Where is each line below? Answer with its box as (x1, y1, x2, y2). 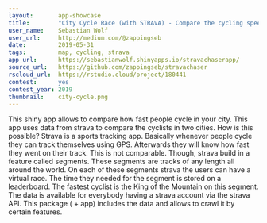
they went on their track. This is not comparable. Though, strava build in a (8, 148, 250, 158)
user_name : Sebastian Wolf (8, 26, 109, 34)
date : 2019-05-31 (8, 41, 94, 49)
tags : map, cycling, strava (8, 48, 130, 56)
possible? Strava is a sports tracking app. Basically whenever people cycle (8, 132, 253, 141)
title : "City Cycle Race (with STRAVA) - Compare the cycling (8, 19, 244, 27)
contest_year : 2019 (8, 85, 73, 94)
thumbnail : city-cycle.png (8, 93, 109, 101)
